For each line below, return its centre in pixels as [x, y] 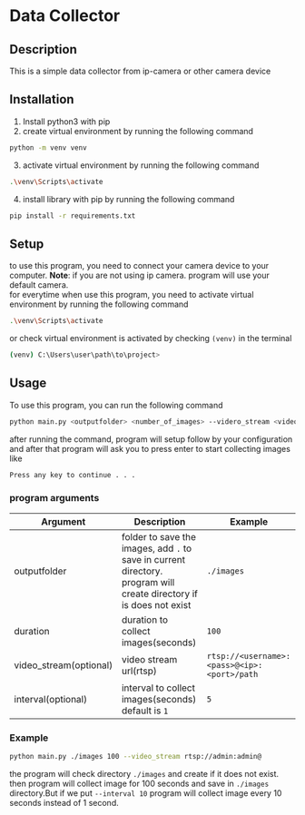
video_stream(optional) [64, 665]
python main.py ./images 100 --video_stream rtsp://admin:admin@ [135, 757]
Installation [42, 99]
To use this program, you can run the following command [117, 405]
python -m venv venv [49, 147]
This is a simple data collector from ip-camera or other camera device [140, 71]
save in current [153, 559]
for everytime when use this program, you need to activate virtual [132, 295]
